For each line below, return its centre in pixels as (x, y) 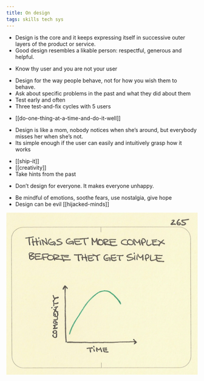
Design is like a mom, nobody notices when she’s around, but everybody (106, 130)
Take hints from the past (46, 174)
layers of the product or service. (55, 44)
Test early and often (40, 100)
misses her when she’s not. (49, 136)
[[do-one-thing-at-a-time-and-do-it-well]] (68, 118)
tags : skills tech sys (35, 19)
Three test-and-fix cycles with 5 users (63, 106)
